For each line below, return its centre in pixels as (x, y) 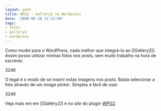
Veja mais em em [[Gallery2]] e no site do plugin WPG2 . (61, 103)
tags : (10, 23)
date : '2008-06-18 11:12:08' (34, 18)
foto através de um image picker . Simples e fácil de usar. (62, 84)
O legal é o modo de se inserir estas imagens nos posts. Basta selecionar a (80, 79)
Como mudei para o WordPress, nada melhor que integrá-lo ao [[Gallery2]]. (80, 50)
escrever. (14, 61)
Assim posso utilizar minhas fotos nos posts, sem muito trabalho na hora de (81, 55)
